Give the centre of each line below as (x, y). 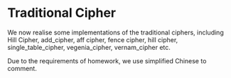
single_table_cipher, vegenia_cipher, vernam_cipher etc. (89, 47)
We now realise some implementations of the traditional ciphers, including (116, 32)
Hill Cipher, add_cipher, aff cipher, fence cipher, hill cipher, (93, 39)
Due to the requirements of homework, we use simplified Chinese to (107, 60)
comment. (22, 68)
